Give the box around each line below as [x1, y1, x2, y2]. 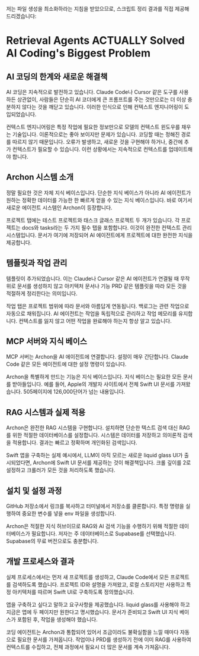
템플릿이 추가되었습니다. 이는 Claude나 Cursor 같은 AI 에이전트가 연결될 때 [6, 275, 179, 282]
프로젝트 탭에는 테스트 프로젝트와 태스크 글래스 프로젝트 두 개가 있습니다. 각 [6, 216, 180, 224]
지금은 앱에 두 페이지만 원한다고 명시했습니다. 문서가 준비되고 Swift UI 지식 [6, 608, 179, 616]
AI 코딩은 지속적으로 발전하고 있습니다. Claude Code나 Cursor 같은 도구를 [6, 89, 178, 95]
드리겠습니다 [6, 12, 36, 20]
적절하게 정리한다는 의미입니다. [6, 290, 78, 297]
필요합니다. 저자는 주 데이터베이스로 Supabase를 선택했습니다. [31, 530, 176, 537]
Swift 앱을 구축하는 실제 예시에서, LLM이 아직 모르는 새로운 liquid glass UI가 [6, 451, 183, 459]
